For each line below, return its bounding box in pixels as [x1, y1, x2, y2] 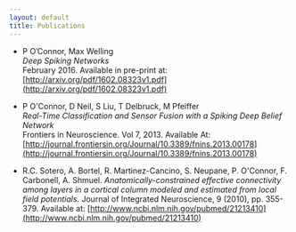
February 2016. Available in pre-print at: [21, 64, 168, 76]
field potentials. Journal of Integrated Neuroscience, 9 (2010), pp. [21, 193, 264, 204]
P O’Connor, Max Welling [21, 45, 114, 56]
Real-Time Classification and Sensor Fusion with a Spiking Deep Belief [21, 110, 283, 121]
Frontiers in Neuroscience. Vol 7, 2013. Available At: [21, 129, 211, 140]
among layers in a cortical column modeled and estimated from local [21, 184, 277, 195]
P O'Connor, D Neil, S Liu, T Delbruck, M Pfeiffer [21, 100, 200, 111]
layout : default [9, 12, 70, 22]
